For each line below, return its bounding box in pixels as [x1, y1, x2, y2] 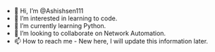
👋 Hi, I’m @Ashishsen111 [13, 7, 84, 15]
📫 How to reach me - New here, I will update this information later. [13, 37, 209, 45]
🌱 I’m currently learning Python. [13, 22, 106, 30]
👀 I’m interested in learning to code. [13, 14, 118, 22]
